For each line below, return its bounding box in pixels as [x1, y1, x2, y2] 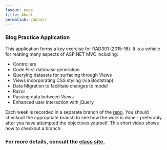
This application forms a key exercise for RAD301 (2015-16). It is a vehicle [5, 46, 160, 52]
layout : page [5, 7, 33, 13]
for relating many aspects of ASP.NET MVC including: [5, 51, 119, 57]
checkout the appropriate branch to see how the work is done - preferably [5, 114, 162, 120]
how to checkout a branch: [5, 125, 62, 131]
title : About [5, 12, 33, 17]
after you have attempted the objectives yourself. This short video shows [5, 120, 159, 126]
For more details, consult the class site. [5, 138, 106, 145]
